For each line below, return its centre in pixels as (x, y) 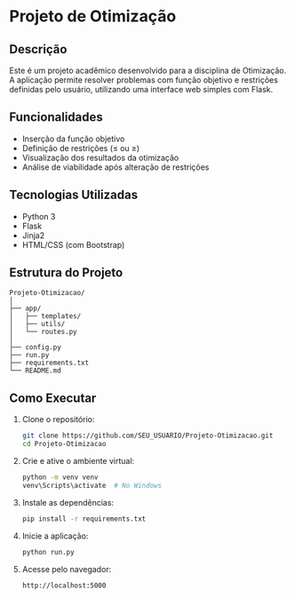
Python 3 (39, 216)
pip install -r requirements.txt (84, 519)
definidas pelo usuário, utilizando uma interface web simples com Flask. (141, 89)
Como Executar (53, 398)
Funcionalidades (56, 117)
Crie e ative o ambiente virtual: (78, 461)
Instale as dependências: (68, 502)
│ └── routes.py (43, 332)
